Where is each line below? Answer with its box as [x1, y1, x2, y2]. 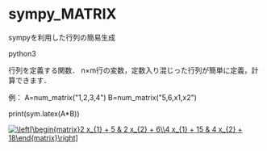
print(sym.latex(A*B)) [8, 108, 80, 118]
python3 [8, 48, 36, 58]
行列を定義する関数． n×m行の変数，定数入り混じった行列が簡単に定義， [8, 65, 252, 75]
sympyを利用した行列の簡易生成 [8, 32, 115, 42]
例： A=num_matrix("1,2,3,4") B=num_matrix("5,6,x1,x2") [8, 92, 198, 102]
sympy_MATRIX [8, 5, 117, 23]
